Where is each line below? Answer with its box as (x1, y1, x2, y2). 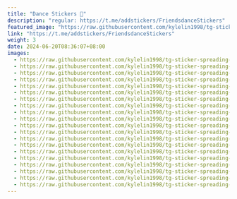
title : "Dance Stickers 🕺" (7, 10, 87, 18)
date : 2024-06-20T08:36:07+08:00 (7, 43, 106, 50)
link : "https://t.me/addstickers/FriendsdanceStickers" (7, 30, 175, 37)
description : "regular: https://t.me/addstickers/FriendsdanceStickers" (7, 17, 226, 24)
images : (7, 50, 30, 57)
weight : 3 (7, 37, 37, 44)
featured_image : (7, 23, 55, 30)
